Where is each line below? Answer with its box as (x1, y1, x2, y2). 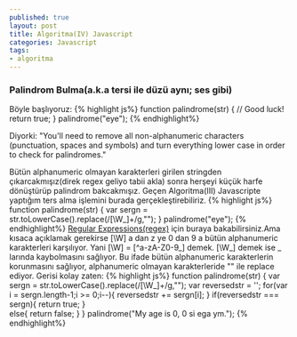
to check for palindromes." (9, 149, 107, 160)
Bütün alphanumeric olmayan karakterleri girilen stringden (9, 166, 222, 178)
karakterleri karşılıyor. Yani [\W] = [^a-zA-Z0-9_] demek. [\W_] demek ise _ (9, 242, 282, 253)
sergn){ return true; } (9, 299, 86, 309)
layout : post (9, 21, 58, 30)
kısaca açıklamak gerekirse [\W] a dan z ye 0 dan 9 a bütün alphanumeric (9, 233, 278, 244)
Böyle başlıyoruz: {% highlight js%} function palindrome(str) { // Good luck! (9, 104, 285, 115)
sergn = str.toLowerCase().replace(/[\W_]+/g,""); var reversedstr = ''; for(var (9, 280, 288, 291)
